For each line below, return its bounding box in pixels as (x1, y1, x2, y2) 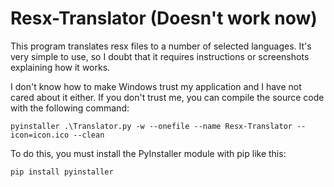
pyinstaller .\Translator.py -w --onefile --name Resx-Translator (10, 121, 293, 131)
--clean (73, 130, 105, 140)
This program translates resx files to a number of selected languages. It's (10, 40, 312, 52)
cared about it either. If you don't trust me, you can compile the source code (10, 91, 325, 103)
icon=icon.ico (10, 130, 70, 140)
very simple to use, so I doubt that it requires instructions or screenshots (10, 50, 310, 62)
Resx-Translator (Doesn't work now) (10, 7, 318, 30)
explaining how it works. (10, 61, 111, 73)
